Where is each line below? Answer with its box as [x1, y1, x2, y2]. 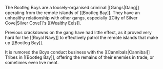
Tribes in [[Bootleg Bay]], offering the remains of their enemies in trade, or [5, 54, 154, 60]
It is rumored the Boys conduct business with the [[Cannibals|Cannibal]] [5, 49, 150, 55]
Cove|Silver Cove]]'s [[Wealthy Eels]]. [5, 20, 81, 26]
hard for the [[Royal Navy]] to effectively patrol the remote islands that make [5, 34, 159, 40]
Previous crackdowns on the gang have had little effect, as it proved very [5, 30, 152, 35]
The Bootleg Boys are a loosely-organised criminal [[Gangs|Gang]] [5, 5, 139, 10]
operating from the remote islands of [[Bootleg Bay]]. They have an [5, 10, 140, 16]
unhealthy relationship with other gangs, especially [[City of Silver [5, 15, 138, 20]
